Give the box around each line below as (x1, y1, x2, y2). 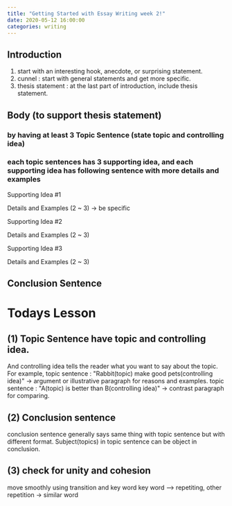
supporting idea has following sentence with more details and (7, 166, 220, 175)
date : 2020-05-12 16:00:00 (7, 17, 85, 24)
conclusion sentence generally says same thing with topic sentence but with (7, 430, 225, 438)
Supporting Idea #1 (7, 190, 62, 198)
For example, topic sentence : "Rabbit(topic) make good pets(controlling (7, 369, 213, 378)
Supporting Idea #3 (7, 244, 62, 252)
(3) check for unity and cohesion (7, 465, 151, 477)
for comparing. (7, 392, 50, 400)
